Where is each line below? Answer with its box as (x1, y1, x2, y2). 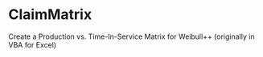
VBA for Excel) (8, 40, 57, 49)
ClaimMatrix (8, 6, 92, 24)
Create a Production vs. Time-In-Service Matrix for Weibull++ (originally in (8, 32, 255, 41)
